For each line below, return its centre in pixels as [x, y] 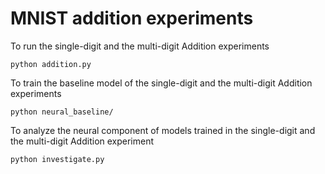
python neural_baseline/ [62, 112]
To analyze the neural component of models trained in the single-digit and [163, 130]
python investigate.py [57, 159]
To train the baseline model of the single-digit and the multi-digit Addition [161, 83]
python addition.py [51, 64]
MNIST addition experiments [132, 18]
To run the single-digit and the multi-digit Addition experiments [140, 46]
